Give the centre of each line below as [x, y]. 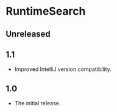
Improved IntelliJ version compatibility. [63, 69]
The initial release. [37, 103]
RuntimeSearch [46, 11]
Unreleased [28, 34]
